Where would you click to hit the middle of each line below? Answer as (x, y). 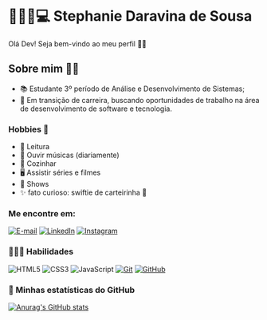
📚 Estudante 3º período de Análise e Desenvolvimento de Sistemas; (132, 89)
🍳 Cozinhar (38, 164)
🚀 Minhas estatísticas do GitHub (72, 290)
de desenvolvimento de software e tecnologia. (96, 109)
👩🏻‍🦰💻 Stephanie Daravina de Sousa (130, 16)
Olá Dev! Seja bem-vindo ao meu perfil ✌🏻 (78, 43)
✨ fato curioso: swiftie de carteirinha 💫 (83, 192)
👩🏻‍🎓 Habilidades (41, 251)
